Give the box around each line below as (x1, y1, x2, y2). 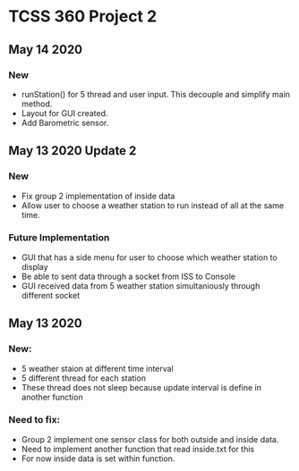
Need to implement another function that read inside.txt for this (21, 443, 255, 454)
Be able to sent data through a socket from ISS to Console (21, 271, 236, 282)
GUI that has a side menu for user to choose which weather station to (21, 252, 278, 263)
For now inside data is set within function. (21, 453, 175, 464)
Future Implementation (8, 231, 110, 244)
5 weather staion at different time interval (21, 363, 174, 374)
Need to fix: (8, 414, 60, 426)
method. (21, 98, 53, 109)
